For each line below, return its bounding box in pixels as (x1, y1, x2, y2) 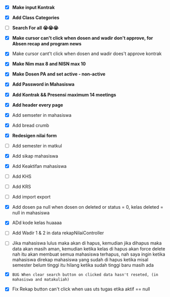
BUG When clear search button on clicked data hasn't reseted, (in (12, 273, 158, 278)
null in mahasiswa (12, 210, 50, 216)
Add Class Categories (12, 15, 60, 21)
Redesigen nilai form (12, 132, 57, 138)
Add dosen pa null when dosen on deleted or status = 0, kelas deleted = (12, 204, 163, 210)
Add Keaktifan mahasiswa (12, 163, 67, 169)
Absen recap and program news (12, 41, 82, 47)
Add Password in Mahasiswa (12, 81, 75, 87)
